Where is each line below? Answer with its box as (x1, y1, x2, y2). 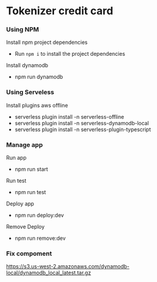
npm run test (14, 189, 46, 196)
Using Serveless (6, 88, 55, 96)
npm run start (14, 166, 49, 173)
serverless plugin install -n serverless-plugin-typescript (14, 126, 151, 133)
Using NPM (6, 26, 40, 34)
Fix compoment (6, 249, 52, 258)
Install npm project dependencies (6, 39, 88, 46)
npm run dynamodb (14, 73, 63, 81)
